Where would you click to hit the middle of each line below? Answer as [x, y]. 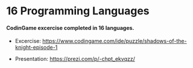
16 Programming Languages [78, 11]
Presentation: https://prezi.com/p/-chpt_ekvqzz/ [75, 59]
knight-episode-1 [36, 47]
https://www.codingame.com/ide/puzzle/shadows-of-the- [114, 41]
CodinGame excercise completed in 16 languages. [70, 27]
